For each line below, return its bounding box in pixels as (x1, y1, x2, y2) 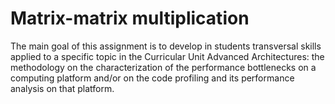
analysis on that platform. (10, 82, 115, 94)
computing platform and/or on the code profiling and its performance (10, 72, 295, 84)
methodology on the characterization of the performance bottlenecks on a (10, 61, 317, 73)
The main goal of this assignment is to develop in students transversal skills (10, 40, 322, 52)
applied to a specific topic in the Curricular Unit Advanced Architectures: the (10, 50, 325, 62)
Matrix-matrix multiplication (10, 7, 250, 30)
